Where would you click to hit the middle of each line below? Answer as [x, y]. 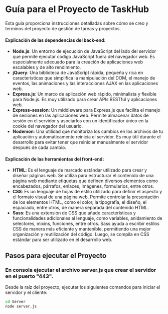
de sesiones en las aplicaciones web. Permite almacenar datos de [80, 115]
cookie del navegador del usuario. [48, 126]
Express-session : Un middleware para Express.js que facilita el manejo [86, 110]
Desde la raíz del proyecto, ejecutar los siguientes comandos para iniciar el [83, 287]
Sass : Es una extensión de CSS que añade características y [74, 213]
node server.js [21, 306]
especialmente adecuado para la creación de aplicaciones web [77, 62]
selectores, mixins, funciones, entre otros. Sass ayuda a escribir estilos [86, 224]
